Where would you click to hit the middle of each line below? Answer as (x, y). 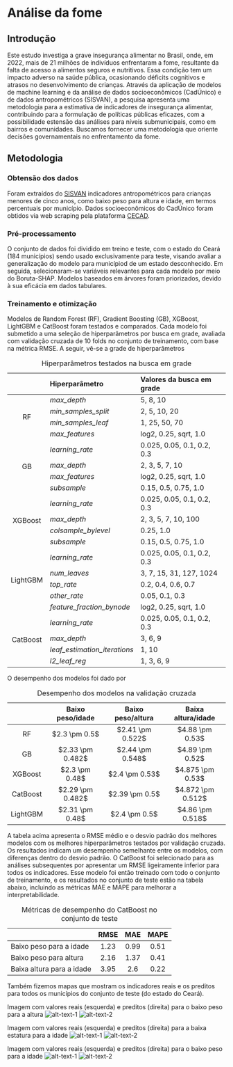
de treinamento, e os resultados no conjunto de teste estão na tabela (105, 880)
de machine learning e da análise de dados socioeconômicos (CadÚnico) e (114, 92)
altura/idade (195, 718)
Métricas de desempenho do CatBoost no (89, 910)
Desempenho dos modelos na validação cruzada (116, 693)
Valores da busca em (176, 379)
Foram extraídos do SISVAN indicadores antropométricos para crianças (109, 193)
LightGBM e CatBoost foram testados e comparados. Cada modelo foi (107, 326)
